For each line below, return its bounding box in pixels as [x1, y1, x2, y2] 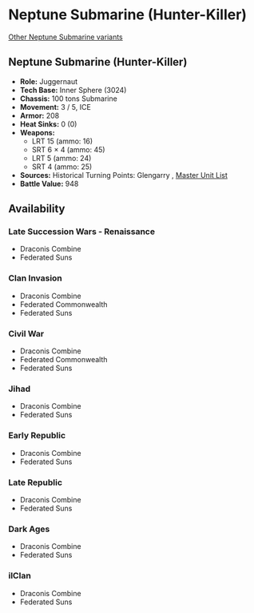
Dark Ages [8, 523, 50, 534]
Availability [8, 202, 65, 216]
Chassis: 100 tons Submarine [19, 94, 117, 103]
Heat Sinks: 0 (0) [19, 119, 77, 129]
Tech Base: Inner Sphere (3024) [19, 85, 127, 95]
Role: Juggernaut [19, 76, 78, 86]
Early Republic [8, 430, 66, 442]
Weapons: [19, 127, 55, 137]
